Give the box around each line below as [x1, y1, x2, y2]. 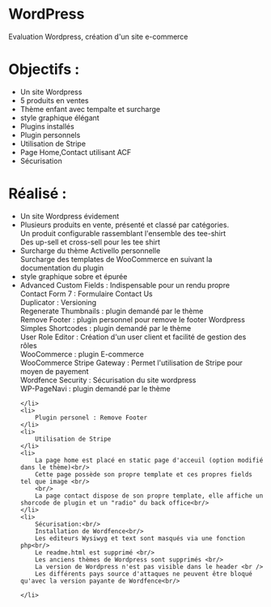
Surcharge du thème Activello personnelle [19, 245, 161, 256]
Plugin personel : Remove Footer [35, 413, 148, 422]
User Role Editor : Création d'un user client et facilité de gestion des [19, 332, 247, 342]
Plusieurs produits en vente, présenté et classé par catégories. [19, 220, 229, 230]
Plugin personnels [19, 130, 81, 140]
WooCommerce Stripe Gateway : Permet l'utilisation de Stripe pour [19, 358, 243, 368]
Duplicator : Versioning [19, 297, 97, 307]
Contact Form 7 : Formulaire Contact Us [19, 289, 153, 299]
